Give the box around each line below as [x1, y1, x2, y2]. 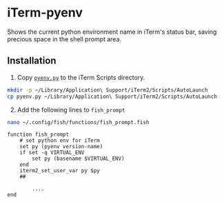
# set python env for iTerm [19, 137, 100, 144]
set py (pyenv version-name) [19, 143, 103, 150]
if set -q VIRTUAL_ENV [19, 150, 85, 156]
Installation [7, 55, 57, 67]
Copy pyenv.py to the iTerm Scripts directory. [17, 73, 145, 81]
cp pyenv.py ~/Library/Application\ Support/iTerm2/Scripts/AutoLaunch [7, 93, 217, 100]
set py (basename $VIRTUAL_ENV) [32, 155, 125, 163]
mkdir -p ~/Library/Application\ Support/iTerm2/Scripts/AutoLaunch [7, 86, 208, 94]
